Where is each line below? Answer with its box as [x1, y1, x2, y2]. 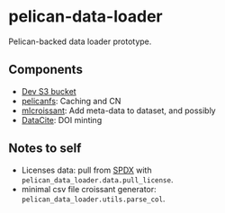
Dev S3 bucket [21, 85, 77, 96]
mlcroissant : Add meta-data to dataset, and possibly [21, 105, 217, 116]
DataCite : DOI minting [21, 114, 103, 125]
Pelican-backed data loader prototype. [8, 36, 152, 47]
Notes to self [8, 141, 82, 156]
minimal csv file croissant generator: [21, 183, 157, 194]
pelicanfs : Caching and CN [21, 95, 121, 106]
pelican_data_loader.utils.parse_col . [21, 193, 166, 204]
